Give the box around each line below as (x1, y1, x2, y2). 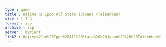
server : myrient (5, 30, 41, 35)
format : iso (5, 21, 32, 26)
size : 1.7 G (5, 16, 32, 21)
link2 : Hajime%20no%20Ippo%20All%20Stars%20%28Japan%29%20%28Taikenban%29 (5, 35, 165, 40)
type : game (5, 7, 30, 12)
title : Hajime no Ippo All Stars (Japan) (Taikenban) (5, 12, 121, 17)
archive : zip (5, 25, 35, 30)
